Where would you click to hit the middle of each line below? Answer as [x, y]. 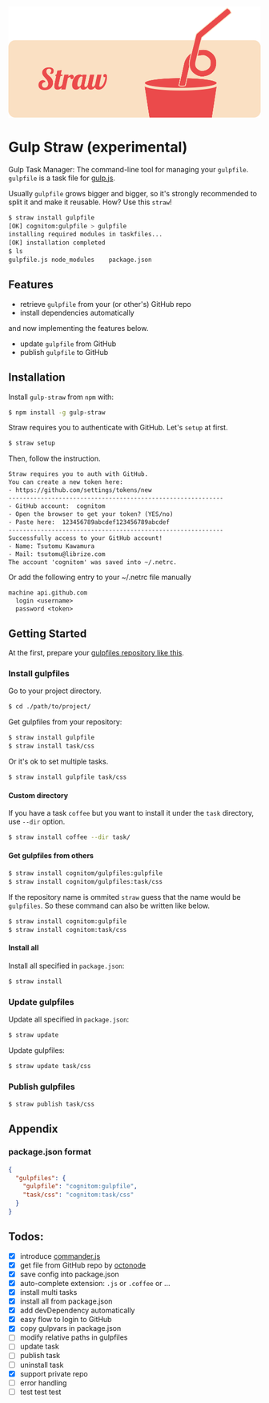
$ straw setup [32, 443]
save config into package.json [70, 1274]
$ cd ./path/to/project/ [50, 707]
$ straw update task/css [50, 1066]
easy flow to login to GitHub [66, 1320]
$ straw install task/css [51, 746]
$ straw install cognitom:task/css [68, 929]
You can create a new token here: [66, 482]
